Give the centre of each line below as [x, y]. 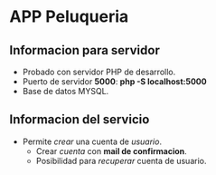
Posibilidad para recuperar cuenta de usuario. [121, 160]
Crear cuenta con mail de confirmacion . [111, 151]
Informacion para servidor [85, 50]
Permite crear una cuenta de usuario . [92, 141]
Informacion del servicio [80, 120]
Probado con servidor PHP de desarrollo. [99, 72]
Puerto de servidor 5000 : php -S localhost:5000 [114, 82]
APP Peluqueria [69, 17]
